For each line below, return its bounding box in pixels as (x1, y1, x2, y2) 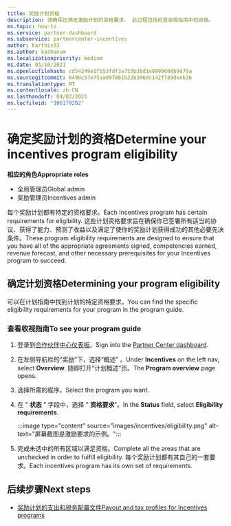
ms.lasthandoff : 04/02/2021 (7, 94, 88, 101)
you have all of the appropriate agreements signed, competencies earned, (7, 242, 217, 250)
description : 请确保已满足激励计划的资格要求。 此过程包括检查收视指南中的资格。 (7, 17, 214, 23)
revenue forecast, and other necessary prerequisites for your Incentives (7, 249, 211, 257)
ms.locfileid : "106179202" (7, 100, 85, 107)
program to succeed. (7, 256, 67, 264)
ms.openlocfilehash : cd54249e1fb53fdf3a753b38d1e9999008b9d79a (7, 67, 192, 74)
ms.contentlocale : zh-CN (7, 87, 78, 94)
